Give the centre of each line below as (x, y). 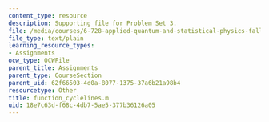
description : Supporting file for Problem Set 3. (93, 23)
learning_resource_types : (51, 46)
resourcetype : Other (43, 90)
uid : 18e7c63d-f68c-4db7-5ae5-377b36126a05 (82, 105)
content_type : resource (48, 16)
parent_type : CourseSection (55, 75)
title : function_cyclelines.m (59, 98)
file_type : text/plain (46, 38)
